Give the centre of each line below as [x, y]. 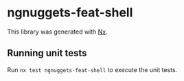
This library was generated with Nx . [57, 32]
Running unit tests [47, 53]
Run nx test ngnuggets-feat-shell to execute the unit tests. [92, 69]
